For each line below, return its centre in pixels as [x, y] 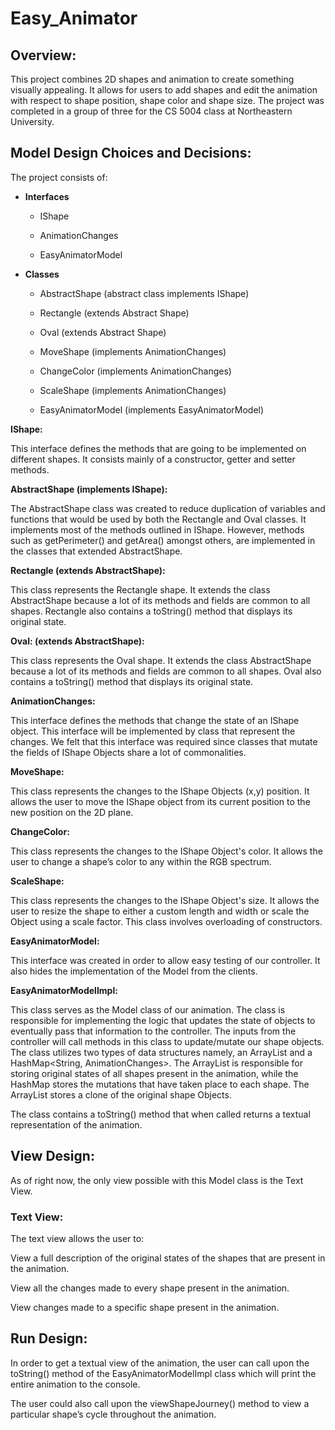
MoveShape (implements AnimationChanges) [133, 351]
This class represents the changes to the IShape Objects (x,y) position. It [160, 791]
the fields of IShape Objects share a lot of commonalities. [128, 752]
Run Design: [49, 1338]
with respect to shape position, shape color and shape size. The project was [167, 100]
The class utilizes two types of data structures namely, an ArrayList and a [161, 1052]
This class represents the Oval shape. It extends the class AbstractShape [161, 660]
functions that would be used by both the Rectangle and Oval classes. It [158, 519]
